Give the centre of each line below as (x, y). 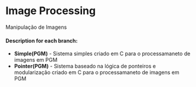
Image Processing (50, 11)
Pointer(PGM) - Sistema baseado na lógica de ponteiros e (85, 66)
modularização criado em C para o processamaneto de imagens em (97, 72)
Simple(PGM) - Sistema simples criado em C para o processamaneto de (102, 53)
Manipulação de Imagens (36, 27)
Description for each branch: (42, 41)
